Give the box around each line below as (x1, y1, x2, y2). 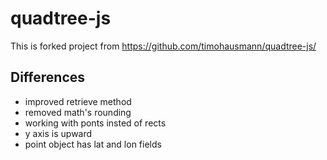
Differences (10, 69, 86, 86)
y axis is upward (24, 127, 93, 139)
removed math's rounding (24, 106, 132, 118)
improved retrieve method (24, 95, 132, 107)
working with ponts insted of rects (24, 117, 167, 129)
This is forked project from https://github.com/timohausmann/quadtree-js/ (10, 40, 317, 52)
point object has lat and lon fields (24, 138, 162, 150)
